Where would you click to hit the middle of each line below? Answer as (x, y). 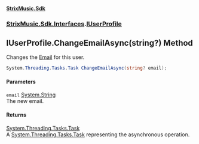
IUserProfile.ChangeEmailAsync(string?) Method (99, 43)
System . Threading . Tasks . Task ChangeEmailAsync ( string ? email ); (87, 68)
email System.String (31, 95)
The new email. (25, 101)
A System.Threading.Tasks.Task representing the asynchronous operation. (98, 134)
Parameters (21, 82)
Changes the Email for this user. (45, 57)
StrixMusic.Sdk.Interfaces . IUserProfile (64, 24)
